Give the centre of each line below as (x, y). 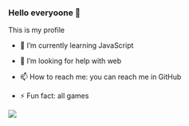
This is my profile (37, 30)
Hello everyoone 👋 (45, 13)
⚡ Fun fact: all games (54, 96)
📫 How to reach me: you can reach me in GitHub (100, 77)
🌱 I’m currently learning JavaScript (77, 45)
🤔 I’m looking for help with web (71, 61)
